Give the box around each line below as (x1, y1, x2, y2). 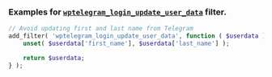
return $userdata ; (23, 54, 85, 62)
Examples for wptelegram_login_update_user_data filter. (8, 6, 227, 18)
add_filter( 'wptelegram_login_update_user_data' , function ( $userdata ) (8, 32, 266, 40)
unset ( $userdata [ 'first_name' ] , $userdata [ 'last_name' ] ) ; (23, 39, 230, 48)
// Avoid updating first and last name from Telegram (8, 25, 194, 33)
